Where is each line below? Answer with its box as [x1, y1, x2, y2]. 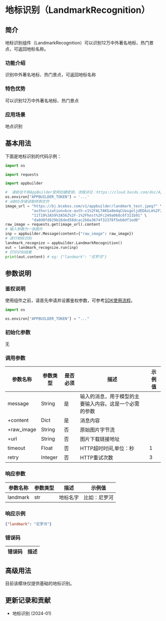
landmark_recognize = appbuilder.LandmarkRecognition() [5, 240, 123, 245]
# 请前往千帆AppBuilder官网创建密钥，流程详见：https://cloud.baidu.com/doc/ [5, 190, 159, 195]
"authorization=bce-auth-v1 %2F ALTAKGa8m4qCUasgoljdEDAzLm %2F [31, 208, 161, 213]
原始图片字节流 [80, 427, 115, 433]
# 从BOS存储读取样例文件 [5, 199, 49, 204]
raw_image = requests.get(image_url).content [5, 222, 100, 227]
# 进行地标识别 [5, 236, 32, 241]
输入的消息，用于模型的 [80, 393, 135, 400]
